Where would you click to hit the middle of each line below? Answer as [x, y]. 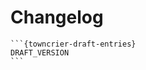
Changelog [57, 17]
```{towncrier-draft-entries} [73, 44]
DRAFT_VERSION [40, 52]
